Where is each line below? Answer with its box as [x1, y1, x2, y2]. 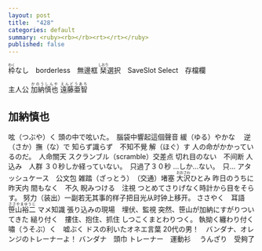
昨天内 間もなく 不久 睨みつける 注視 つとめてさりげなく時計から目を [8, 183, 241, 192]
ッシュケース [8, 173, 49, 183]
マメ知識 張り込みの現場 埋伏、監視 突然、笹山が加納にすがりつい [37, 205, 255, 214]
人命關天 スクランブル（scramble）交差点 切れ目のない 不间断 [38, 151, 245, 161]
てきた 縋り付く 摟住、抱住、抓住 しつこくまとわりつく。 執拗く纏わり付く [8, 214, 254, 224]
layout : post [8, 11, 51, 20]
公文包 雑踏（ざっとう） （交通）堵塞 [56, 173, 175, 183]
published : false [8, 41, 65, 49]
